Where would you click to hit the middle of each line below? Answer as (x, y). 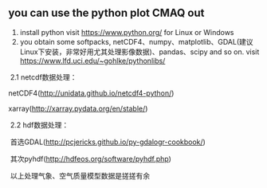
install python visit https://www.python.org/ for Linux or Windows (127, 32)
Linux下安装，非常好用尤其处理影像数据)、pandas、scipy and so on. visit (139, 52)
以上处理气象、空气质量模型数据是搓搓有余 (80, 175)
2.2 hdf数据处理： (39, 125)
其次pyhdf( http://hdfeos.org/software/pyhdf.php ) (90, 159)
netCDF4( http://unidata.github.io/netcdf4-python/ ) (91, 93)
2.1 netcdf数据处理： (43, 77)
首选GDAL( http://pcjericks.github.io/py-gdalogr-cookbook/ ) (108, 142)
